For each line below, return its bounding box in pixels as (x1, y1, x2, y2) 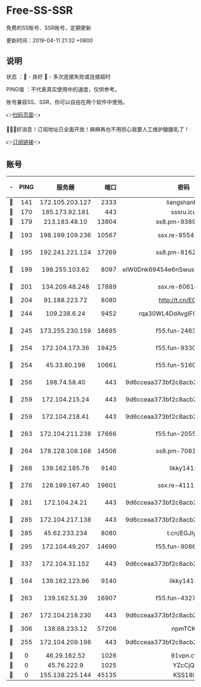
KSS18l (173, 670, 194, 679)
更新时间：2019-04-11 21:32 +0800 (6, 36, 93, 44)
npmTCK (171, 624, 196, 633)
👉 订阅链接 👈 (6, 138, 41, 145)
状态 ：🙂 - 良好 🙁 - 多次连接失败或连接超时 (6, 73, 111, 80)
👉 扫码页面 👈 (6, 111, 41, 118)
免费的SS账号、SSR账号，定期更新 (6, 24, 92, 31)
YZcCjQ (172, 661, 195, 669)
